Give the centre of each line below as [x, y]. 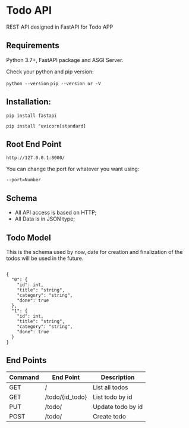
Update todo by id [118, 407]
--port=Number [24, 180]
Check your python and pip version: [50, 72]
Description [118, 377]
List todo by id [113, 397]
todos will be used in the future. [45, 258]
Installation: [29, 102]
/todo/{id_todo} [66, 397]
